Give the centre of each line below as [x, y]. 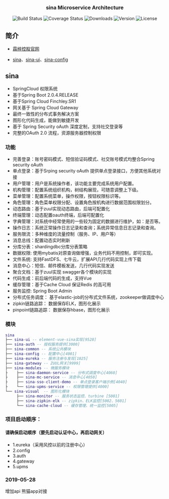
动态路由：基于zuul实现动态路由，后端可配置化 [61, 209]
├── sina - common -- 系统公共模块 [38, 349]
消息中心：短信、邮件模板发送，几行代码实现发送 [63, 266]
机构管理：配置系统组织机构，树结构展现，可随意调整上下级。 [77, 190]
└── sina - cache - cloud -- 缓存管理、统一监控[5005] [67, 405]
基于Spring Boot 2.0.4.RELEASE [45, 95]
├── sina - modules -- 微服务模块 [37, 368]
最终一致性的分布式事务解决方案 [46, 114]
